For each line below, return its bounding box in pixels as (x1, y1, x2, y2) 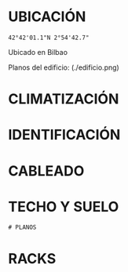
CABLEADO (8, 161, 85, 180)
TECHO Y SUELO (8, 198, 119, 216)
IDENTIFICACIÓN (8, 126, 121, 144)
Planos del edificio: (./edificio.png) (8, 63, 119, 72)
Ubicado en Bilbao (8, 47, 68, 56)
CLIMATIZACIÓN (8, 90, 119, 108)
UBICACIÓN (8, 8, 86, 26)
